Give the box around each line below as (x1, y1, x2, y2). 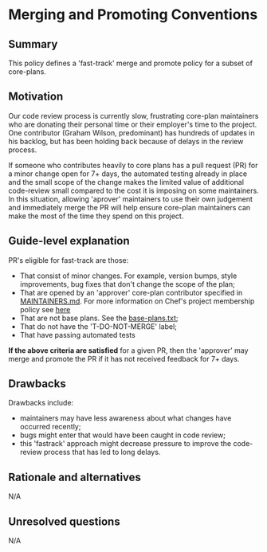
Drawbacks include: (8, 398, 74, 408)
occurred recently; (19, 422, 81, 432)
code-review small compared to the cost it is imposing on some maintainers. (8, 186, 259, 195)
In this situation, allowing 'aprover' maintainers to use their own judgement (8, 194, 253, 204)
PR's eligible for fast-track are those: (8, 255, 129, 264)
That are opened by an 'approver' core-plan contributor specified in (19, 288, 243, 297)
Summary (8, 37, 58, 51)
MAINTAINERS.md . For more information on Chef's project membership (19, 296, 255, 306)
